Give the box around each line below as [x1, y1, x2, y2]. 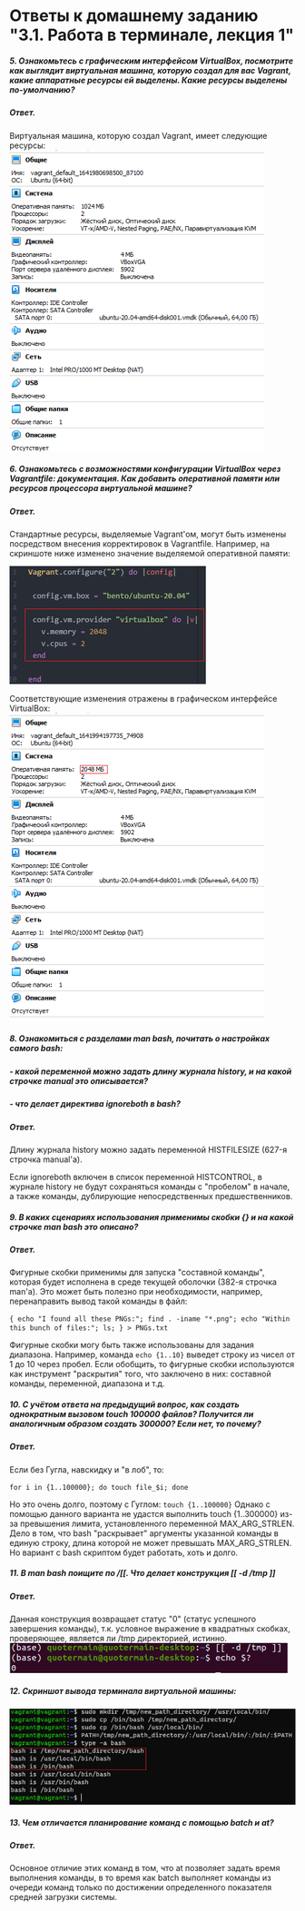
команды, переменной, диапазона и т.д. [9, 1378, 165, 1389]
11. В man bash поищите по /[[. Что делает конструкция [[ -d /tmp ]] [9, 1568, 276, 1579]
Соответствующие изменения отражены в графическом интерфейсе [9, 693, 278, 704]
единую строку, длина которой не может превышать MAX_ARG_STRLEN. [9, 1537, 292, 1548]
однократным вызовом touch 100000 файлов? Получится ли [9, 1408, 254, 1419]
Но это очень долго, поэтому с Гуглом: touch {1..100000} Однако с [9, 1499, 271, 1510]
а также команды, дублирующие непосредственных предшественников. [9, 1190, 293, 1201]
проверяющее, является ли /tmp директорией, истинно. [9, 1633, 227, 1643]
